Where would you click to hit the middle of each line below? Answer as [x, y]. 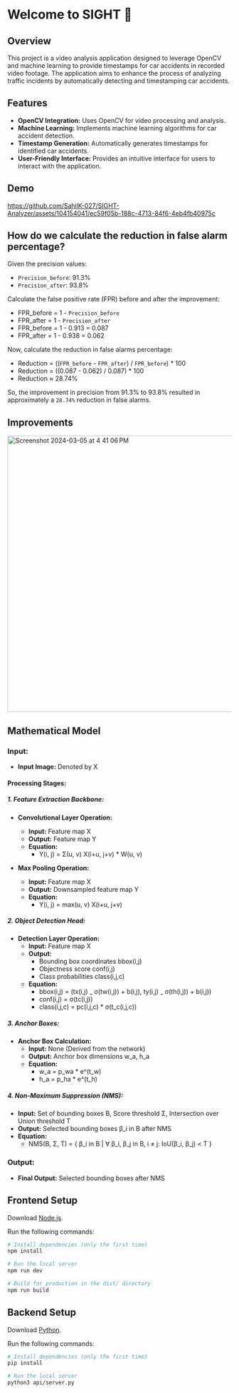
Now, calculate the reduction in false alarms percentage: [90, 350]
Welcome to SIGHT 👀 [70, 15]
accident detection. [46, 136]
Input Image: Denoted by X [58, 766]
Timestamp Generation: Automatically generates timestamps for [113, 143]
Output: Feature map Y [62, 839]
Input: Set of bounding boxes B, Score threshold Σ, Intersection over [118, 1114]
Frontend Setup [43, 1201]
